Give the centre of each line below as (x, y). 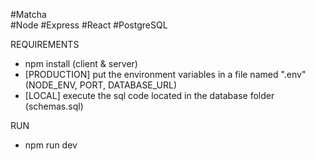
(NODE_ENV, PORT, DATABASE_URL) (101, 85)
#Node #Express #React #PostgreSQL (89, 25)
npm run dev (51, 145)
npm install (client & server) (81, 63)
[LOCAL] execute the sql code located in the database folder (149, 95)
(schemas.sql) (54, 106)
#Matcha (28, 14)
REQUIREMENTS (45, 44)
